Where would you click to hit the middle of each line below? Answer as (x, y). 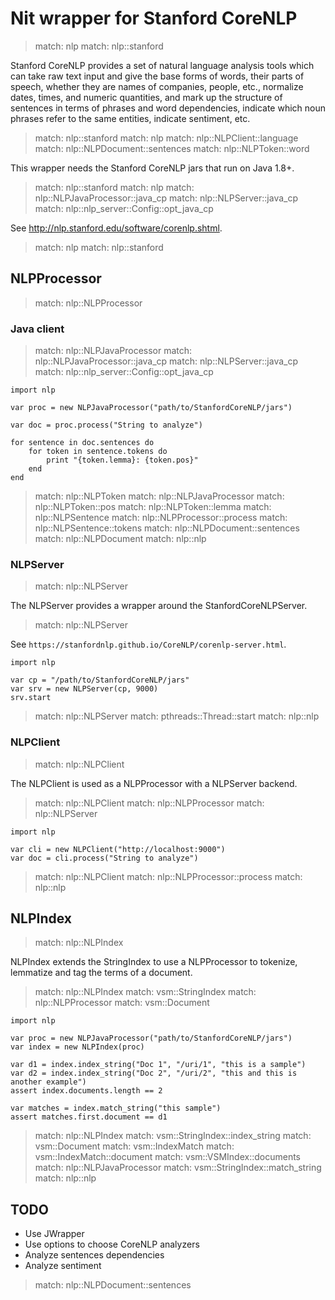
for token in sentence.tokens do (98, 452)
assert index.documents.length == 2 (86, 1091)
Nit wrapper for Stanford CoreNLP (154, 18)
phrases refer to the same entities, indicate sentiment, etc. (130, 118)
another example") (48, 1082)
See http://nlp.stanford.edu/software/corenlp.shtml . (116, 228)
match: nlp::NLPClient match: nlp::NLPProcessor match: (149, 803)
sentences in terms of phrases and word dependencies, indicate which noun (168, 108)
